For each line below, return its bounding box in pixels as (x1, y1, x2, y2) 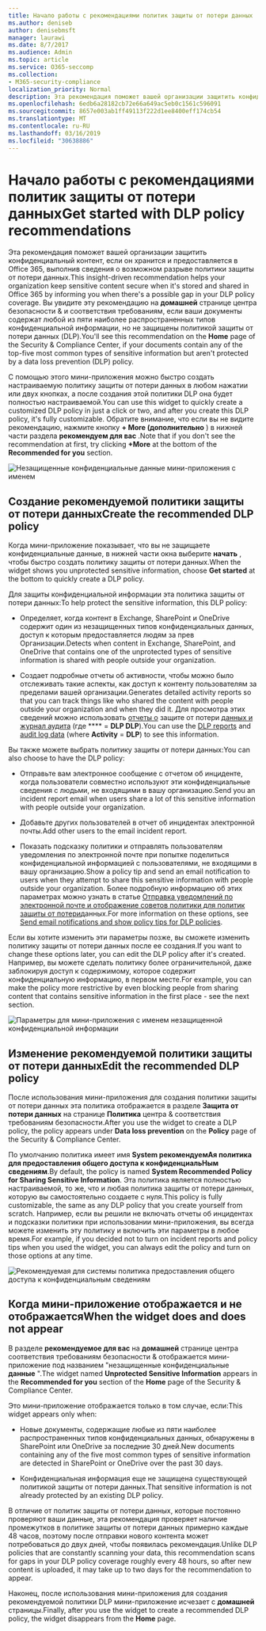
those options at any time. (8, 1251, 93, 1260)
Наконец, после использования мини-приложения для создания (8, 1588, 228, 1598)
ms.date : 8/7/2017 (8, 41, 69, 49)
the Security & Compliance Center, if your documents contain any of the (8, 340, 243, 349)
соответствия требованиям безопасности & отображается (8, 1351, 207, 1361)
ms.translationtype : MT (8, 115, 87, 123)
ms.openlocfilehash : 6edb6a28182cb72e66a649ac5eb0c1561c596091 (8, 100, 222, 108)
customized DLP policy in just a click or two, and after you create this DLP (8, 406, 249, 416)
